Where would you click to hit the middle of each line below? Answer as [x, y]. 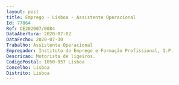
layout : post [23, 12]
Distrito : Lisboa [28, 73]
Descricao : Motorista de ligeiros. [51, 56]
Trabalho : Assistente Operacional [50, 45]
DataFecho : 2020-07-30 [35, 40]
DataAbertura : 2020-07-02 [39, 34]
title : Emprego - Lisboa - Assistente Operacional [71, 17]
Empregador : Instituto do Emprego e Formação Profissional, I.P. [90, 51]
